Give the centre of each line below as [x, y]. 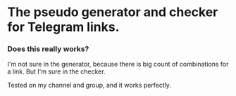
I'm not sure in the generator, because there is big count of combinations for [118, 64]
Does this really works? [48, 49]
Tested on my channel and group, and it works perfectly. [89, 85]
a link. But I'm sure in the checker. [56, 71]
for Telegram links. [63, 27]
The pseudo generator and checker [113, 12]
